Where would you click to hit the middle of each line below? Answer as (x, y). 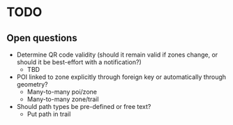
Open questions (42, 38)
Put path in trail (49, 114)
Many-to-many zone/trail (63, 99)
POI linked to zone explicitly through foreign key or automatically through (121, 77)
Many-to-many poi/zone (62, 92)
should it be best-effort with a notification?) (79, 62)
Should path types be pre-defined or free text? (84, 106)
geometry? (32, 84)
